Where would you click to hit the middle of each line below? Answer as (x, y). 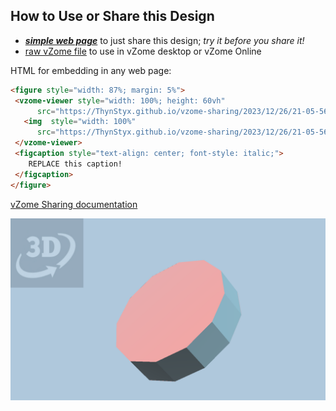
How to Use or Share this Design (112, 16)
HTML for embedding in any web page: (91, 70)
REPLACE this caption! (75, 164)
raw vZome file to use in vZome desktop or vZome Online (143, 51)
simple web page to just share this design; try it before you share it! (164, 40)
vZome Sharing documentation (74, 204)
